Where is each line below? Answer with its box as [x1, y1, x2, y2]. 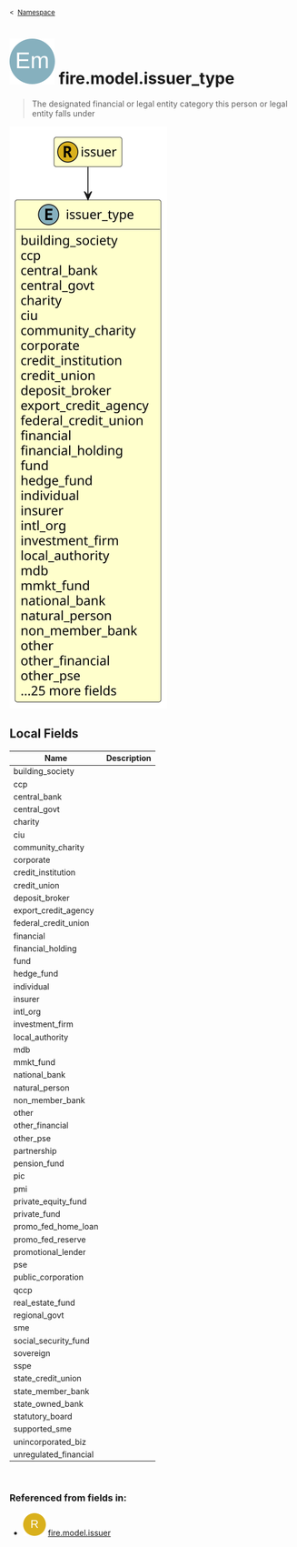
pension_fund [13, 1158, 65, 1169]
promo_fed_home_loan [13, 1221, 99, 1232]
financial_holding [13, 942, 77, 954]
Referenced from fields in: [9, 1492, 127, 1504]
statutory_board [13, 1411, 73, 1422]
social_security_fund [13, 1335, 90, 1346]
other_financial [13, 1120, 69, 1131]
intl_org [13, 1006, 42, 1018]
